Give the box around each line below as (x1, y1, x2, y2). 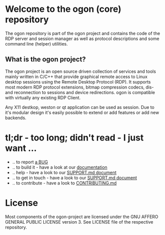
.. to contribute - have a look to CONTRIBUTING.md (12, 180, 117, 186)
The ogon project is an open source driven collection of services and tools (5, 68, 156, 74)
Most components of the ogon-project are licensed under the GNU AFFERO (5, 214, 159, 220)
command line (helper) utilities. (5, 41, 68, 47)
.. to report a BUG (12, 159, 48, 165)
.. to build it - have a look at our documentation (12, 164, 107, 170)
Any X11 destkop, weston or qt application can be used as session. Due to (5, 104, 155, 110)
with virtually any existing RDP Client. (5, 94, 81, 100)
